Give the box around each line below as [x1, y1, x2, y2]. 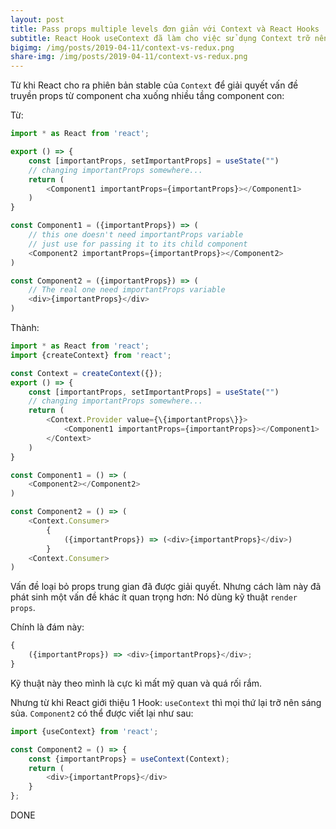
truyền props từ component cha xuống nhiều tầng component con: [10, 90, 285, 102]
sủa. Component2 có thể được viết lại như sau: [10, 707, 194, 719]
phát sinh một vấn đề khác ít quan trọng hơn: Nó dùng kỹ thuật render [10, 591, 298, 603]
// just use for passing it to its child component [28, 239, 248, 249]
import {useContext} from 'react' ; [10, 726, 159, 736]
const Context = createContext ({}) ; [10, 368, 163, 378]
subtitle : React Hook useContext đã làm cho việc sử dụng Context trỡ [10, 33, 311, 43]
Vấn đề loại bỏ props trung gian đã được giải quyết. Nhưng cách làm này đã [10, 581, 322, 593]
